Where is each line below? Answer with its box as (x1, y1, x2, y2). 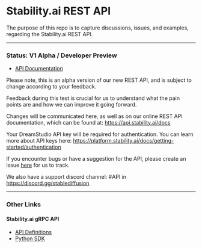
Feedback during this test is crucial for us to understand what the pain (6, 95, 180, 102)
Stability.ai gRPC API (6, 215, 60, 222)
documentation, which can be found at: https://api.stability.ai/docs (6, 119, 171, 126)
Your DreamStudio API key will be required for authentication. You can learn (6, 131, 194, 138)
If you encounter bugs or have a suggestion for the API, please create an (6, 155, 186, 163)
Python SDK (14, 235, 45, 242)
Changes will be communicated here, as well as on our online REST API (6, 113, 183, 120)
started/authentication (6, 143, 61, 151)
